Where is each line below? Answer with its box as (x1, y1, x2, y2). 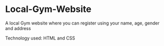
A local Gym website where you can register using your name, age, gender (5, 20, 159, 26)
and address (5, 25, 31, 31)
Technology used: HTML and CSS (5, 35, 75, 41)
